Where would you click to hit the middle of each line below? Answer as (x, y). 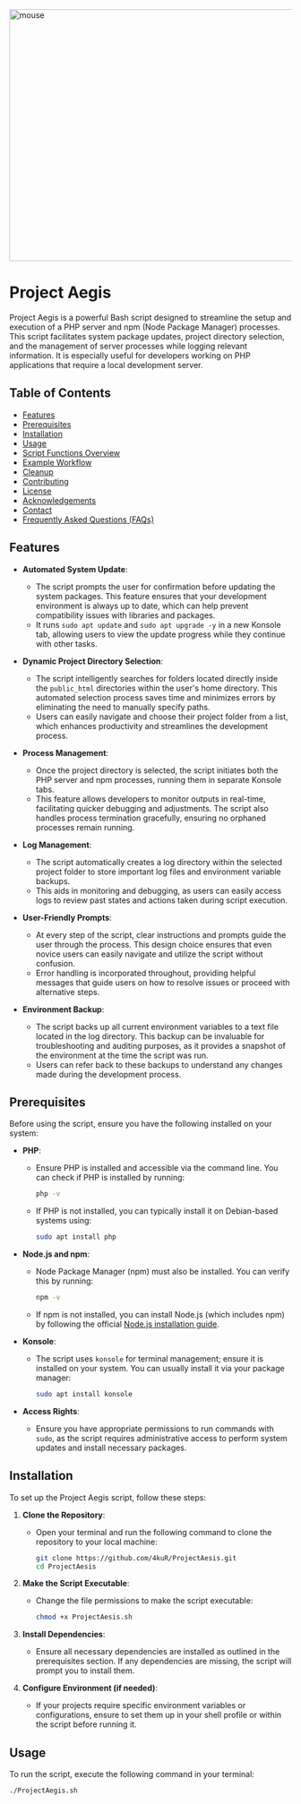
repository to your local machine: (97, 1542)
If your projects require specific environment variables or (141, 1705)
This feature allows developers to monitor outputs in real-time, (150, 799)
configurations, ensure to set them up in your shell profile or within (159, 1715)
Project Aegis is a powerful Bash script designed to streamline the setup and (150, 317)
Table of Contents (60, 393)
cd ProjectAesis (66, 1567)
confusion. (56, 963)
